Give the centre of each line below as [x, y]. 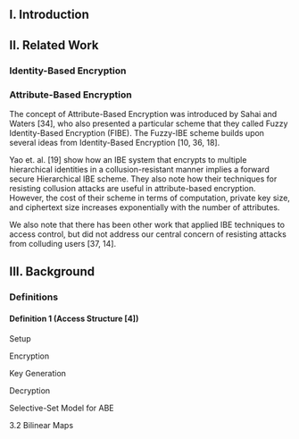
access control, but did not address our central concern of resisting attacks [148, 234]
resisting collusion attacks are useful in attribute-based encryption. [133, 188]
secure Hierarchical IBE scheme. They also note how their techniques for [143, 179]
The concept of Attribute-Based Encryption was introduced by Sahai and [143, 114]
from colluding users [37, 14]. [63, 244]
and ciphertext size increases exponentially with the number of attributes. [145, 207]
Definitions [34, 297]
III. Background [52, 272]
